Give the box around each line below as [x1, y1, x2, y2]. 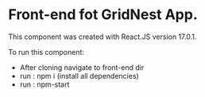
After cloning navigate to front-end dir [19, 62, 145, 72]
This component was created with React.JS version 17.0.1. [8, 32, 197, 41]
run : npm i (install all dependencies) [19, 71, 139, 80]
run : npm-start [19, 80, 70, 89]
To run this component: [8, 47, 85, 56]
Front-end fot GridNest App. [8, 6, 199, 24]
